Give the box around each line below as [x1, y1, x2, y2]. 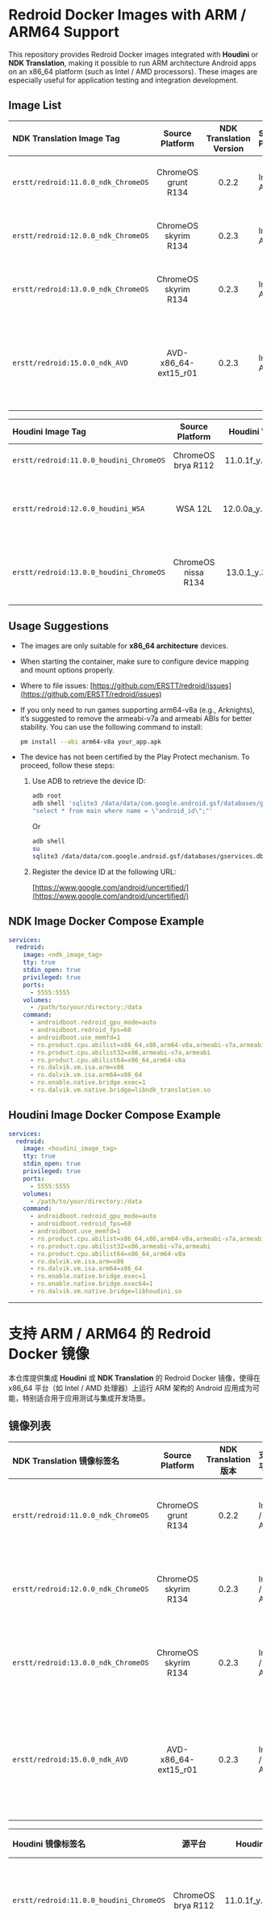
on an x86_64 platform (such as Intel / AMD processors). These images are [8, 66, 258, 76]
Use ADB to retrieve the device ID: [31, 777, 146, 786]
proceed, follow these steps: [19, 760, 115, 770]
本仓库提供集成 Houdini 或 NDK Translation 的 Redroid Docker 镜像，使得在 [8, 1372, 261, 1382]
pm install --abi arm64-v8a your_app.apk [19, 737, 162, 746]
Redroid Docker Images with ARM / [8, 6, 247, 24]
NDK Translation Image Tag [12, 132, 120, 144]
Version [213, 143, 244, 154]
